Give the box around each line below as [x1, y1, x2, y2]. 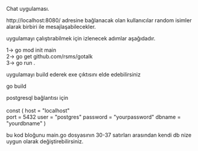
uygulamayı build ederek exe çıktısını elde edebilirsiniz [6, 71, 141, 78]
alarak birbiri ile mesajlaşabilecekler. [6, 23, 96, 30]
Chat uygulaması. [6, 5, 49, 12]
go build [6, 82, 27, 90]
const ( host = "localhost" [6, 107, 70, 114]
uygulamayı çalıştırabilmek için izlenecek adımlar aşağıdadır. [6, 35, 156, 42]
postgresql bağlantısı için [6, 94, 69, 101]
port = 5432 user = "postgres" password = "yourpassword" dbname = [6, 114, 181, 120]
